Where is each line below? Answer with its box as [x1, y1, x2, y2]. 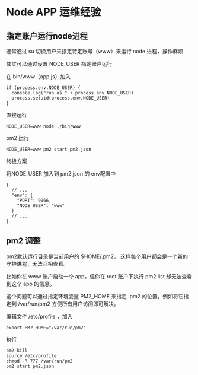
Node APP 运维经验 [6, 5, 101, 19]
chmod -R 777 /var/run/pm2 [6, 358, 73, 364]
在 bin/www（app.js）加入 [6, 73, 71, 80]
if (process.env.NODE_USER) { [6, 85, 81, 91]
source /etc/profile [6, 352, 58, 359]
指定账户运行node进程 [6, 31, 88, 41]
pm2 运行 [6, 135, 30, 141]
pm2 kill [6, 348, 28, 354]
